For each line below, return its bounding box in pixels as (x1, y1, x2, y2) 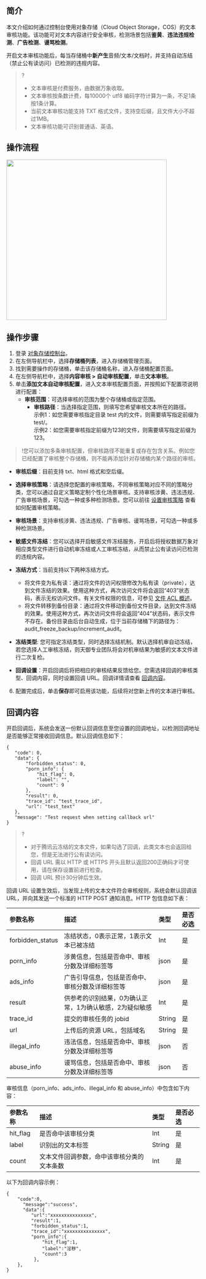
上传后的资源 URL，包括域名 (64, 1026, 146, 1035)
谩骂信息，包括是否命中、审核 (64, 1059, 150, 1067)
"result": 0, (25, 793, 59, 799)
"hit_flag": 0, (36, 771, 75, 778)
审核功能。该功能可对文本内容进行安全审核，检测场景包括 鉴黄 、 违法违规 (6, 31, 189, 38)
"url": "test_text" (25, 804, 75, 810)
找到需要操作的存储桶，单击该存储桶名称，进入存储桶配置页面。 (15, 365, 177, 373)
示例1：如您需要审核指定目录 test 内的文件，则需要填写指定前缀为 (33, 411, 199, 419)
